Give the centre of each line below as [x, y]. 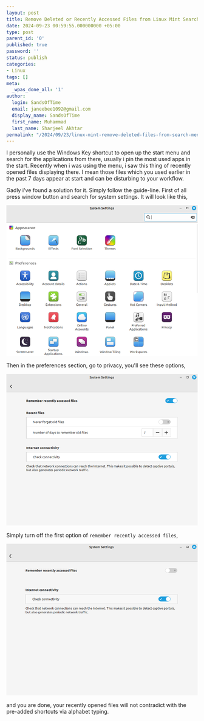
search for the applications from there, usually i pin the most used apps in [98, 159]
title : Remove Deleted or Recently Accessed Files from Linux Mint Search [103, 19]
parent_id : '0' [25, 39]
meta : [13, 83]
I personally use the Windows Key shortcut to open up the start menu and [98, 153]
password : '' [23, 52]
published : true [27, 45]
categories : [21, 64]
